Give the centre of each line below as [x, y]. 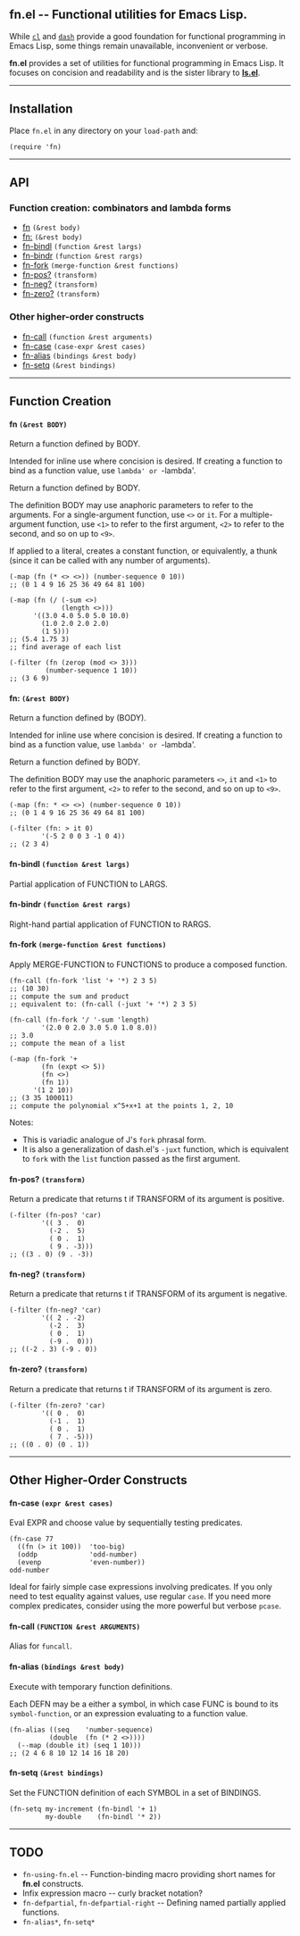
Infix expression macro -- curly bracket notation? [112, 1893]
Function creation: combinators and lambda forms [121, 207]
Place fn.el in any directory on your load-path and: [104, 130]
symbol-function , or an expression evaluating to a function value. [129, 1713]
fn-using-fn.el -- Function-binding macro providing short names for [149, 1873]
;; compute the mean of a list [67, 1044]
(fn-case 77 [31, 1540]
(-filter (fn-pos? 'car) [55, 1215]
